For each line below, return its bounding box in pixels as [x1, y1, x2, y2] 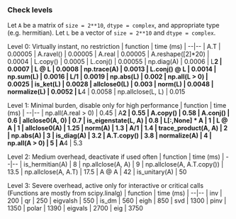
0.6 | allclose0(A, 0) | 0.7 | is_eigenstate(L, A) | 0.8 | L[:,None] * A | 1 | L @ [7, 116, 228, 125]
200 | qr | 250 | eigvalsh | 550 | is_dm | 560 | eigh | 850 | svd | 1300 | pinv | [7, 196, 227, 205]
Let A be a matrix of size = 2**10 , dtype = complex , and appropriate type [7, 21, 220, 30]
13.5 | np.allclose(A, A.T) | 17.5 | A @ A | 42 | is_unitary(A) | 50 [7, 168, 187, 176]
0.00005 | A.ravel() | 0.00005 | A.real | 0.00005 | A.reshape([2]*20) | [7, 50, 210, 58]
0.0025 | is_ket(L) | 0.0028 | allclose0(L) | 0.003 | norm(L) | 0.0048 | [7, 80, 214, 89]
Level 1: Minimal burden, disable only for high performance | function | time [7, 101, 227, 110]
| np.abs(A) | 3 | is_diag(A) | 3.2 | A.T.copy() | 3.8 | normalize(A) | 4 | [7, 131, 212, 140]
